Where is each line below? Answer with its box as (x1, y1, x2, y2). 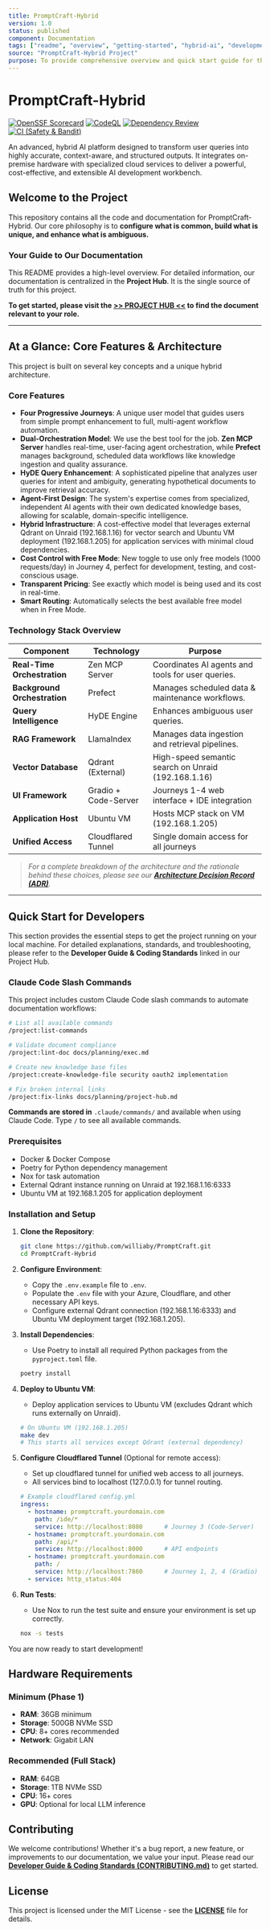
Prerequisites (8, 1136, 62, 1147)
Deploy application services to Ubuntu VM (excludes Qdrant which (31, 1399, 253, 1409)
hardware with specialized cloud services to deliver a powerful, (36, 158, 247, 169)
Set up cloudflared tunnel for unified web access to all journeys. (31, 1469, 244, 1479)
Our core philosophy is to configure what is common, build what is (35, 220, 259, 230)
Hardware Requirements (8, 1667, 133, 1681)
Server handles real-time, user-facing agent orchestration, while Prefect (19, 442, 261, 452)
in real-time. (19, 588, 60, 598)
